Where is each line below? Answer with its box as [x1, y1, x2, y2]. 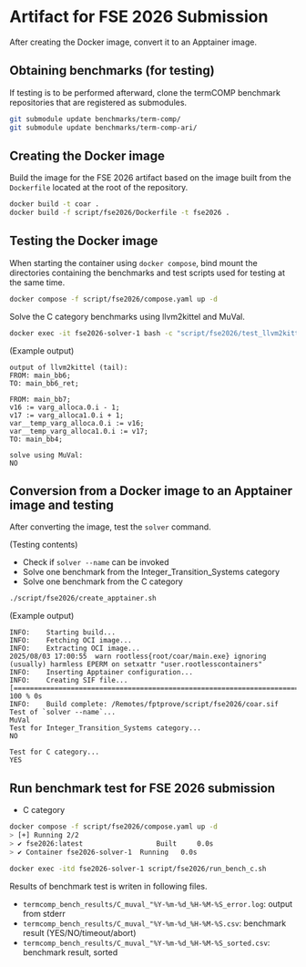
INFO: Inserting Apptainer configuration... [9, 668, 194, 677]
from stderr [22, 908, 66, 919]
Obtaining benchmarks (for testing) [9, 63, 216, 78]
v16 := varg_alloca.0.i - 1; [9, 403, 120, 412]
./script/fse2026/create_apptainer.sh [9, 594, 157, 603]
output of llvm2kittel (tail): [9, 363, 128, 372]
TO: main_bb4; [9, 435, 64, 444]
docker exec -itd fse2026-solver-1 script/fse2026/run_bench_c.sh [9, 864, 267, 873]
